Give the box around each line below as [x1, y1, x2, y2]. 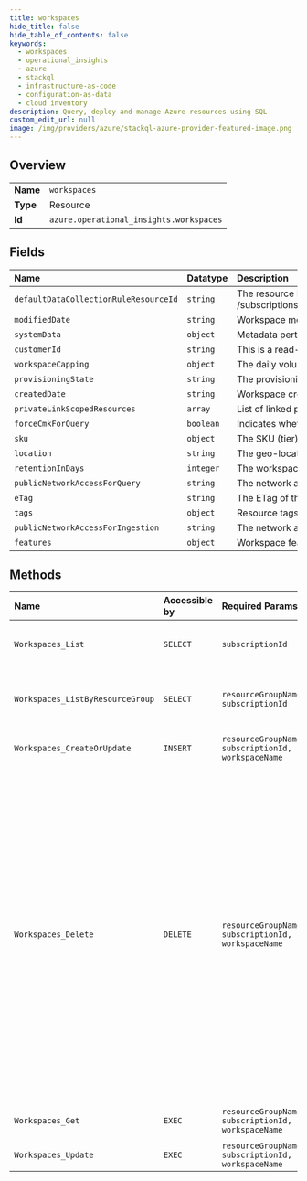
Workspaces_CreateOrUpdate [14, 743, 132, 754]
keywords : [9, 38, 48, 48]
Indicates [236, 417, 277, 430]
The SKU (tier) [236, 431, 299, 444]
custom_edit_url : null [9, 115, 96, 124]
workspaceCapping [14, 358, 90, 369]
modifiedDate [14, 314, 71, 325]
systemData [14, 329, 61, 339]
